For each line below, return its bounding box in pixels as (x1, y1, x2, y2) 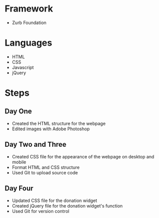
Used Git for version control (12, 208, 70, 214)
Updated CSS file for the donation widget (12, 197, 97, 203)
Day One (5, 107, 32, 116)
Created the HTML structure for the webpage (12, 120, 106, 126)
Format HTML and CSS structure (12, 164, 80, 170)
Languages (5, 37, 52, 49)
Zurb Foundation (12, 20, 47, 26)
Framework (5, 3, 53, 15)
